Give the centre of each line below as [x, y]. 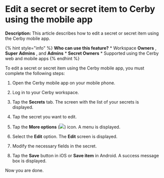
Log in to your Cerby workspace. [46, 92]
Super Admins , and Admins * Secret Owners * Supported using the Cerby [82, 53]
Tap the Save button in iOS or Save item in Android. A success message [85, 155]
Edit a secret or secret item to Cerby [80, 9]
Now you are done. [24, 170]
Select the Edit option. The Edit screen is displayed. [65, 136]
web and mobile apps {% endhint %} [42, 58]
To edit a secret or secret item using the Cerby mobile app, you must [75, 68]
